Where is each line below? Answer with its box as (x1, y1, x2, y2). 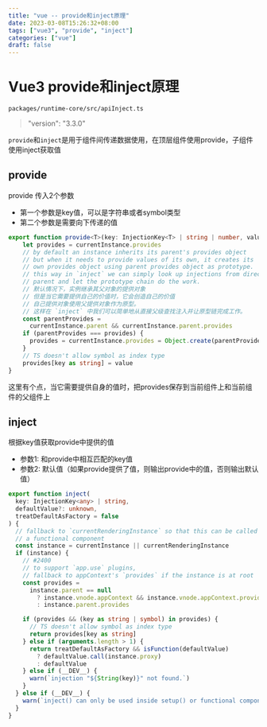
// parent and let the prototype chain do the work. (22, 278, 201, 286)
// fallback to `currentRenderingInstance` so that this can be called (15, 527, 258, 535)
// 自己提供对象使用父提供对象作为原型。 (22, 300, 141, 308)
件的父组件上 (8, 391, 50, 402)
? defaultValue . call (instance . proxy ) (37, 652, 161, 660)
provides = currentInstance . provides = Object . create (29, 337, 212, 345)
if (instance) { (15, 550, 69, 558)
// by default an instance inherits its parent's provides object (22, 248, 247, 256)
